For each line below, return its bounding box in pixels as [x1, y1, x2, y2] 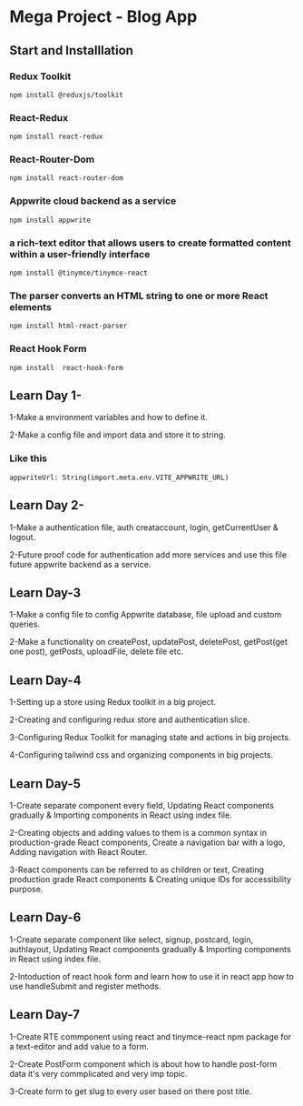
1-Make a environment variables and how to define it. [9, 412, 209, 423]
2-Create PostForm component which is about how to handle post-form [9, 1058, 278, 1070]
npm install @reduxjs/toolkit [9, 90, 124, 99]
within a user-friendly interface [9, 247, 151, 260]
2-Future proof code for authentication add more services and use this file [9, 548, 288, 560]
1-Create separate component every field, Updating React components [9, 800, 275, 811]
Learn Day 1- [9, 388, 83, 404]
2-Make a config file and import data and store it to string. [9, 429, 227, 440]
